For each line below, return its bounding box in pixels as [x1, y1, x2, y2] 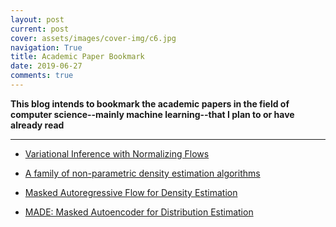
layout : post [10, 14, 65, 25]
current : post [10, 24, 70, 34]
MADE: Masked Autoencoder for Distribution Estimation [24, 206, 254, 218]
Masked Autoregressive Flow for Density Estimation [24, 186, 238, 198]
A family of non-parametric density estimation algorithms [24, 167, 261, 179]
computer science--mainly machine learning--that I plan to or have [10, 108, 295, 120]
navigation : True [10, 42, 83, 53]
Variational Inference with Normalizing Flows [24, 147, 210, 160]
